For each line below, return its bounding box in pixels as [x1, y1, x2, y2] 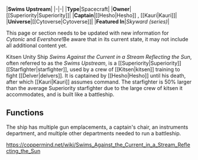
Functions [6, 108, 44, 118]
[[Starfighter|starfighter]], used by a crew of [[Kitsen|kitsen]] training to [6, 66, 180, 73]
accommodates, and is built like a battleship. [6, 91, 115, 98]
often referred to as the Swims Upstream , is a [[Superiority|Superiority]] [6, 59, 181, 66]
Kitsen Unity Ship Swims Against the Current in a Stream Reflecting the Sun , [6, 54, 192, 60]
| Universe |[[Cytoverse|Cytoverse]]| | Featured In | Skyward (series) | [6, 18, 170, 25]
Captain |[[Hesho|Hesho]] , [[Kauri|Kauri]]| [73, 12, 177, 19]
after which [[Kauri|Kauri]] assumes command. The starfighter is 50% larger [6, 78, 192, 85]
